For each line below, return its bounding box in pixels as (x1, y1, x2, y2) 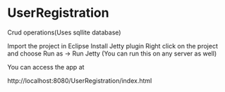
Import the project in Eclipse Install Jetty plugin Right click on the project (7, 41, 219, 50)
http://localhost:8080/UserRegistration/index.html (7, 76, 152, 85)
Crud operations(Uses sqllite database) (7, 28, 121, 37)
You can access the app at (7, 63, 85, 71)
